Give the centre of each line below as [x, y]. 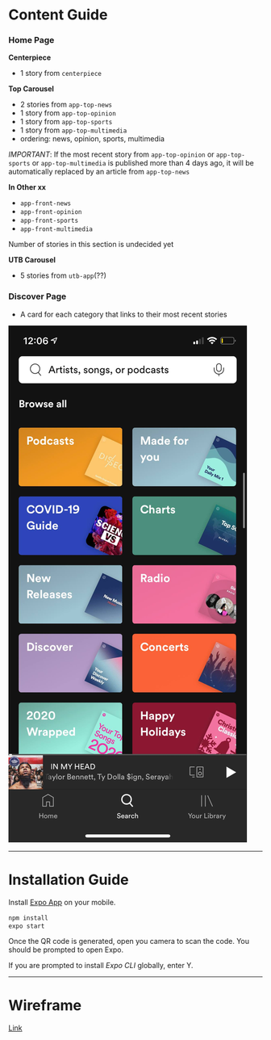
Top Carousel [31, 89]
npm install [28, 918]
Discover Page [38, 296]
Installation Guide [69, 880]
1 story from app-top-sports [66, 122]
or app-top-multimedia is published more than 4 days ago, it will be [143, 163]
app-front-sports [49, 221]
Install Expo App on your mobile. [62, 902]
